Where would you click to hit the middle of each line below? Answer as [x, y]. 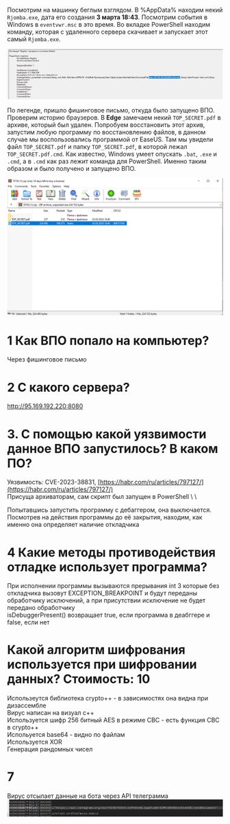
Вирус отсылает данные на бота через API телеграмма [88, 796]
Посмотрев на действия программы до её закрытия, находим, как [105, 517]
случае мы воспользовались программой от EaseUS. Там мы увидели [110, 139]
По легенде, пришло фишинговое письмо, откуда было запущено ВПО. [111, 110]
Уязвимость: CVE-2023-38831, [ [54, 482]
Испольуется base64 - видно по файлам [66, 735]
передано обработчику [41, 608]
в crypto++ [23, 727]
